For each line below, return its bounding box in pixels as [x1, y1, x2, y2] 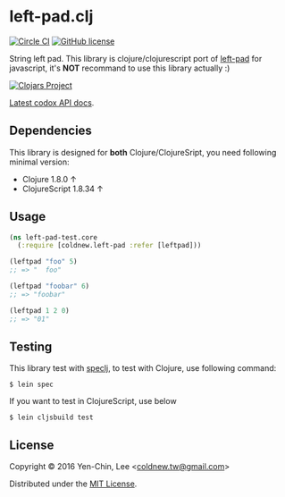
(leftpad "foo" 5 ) [9, 257, 78, 266]
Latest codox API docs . [9, 97, 95, 108]
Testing [9, 339, 53, 354]
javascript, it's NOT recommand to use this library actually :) [9, 63, 231, 73]
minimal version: [9, 156, 70, 167]
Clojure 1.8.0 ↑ [21, 173, 78, 184]
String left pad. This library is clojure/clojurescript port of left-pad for [9, 53, 263, 63]
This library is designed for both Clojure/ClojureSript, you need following [9, 147, 277, 157]
